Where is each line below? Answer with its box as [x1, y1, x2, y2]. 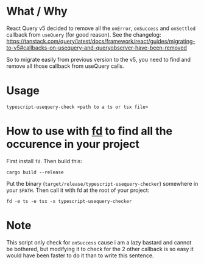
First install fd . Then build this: [6, 157, 82, 164]
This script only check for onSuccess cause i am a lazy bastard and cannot [6, 238, 192, 246]
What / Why [6, 4, 68, 18]
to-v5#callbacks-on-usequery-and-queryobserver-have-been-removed [6, 44, 188, 51]
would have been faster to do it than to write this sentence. [6, 252, 154, 259]
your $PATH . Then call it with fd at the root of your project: [6, 186, 150, 194]
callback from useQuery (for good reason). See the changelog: [6, 31, 161, 38]
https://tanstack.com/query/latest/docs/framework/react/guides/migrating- [6, 37, 195, 45]
